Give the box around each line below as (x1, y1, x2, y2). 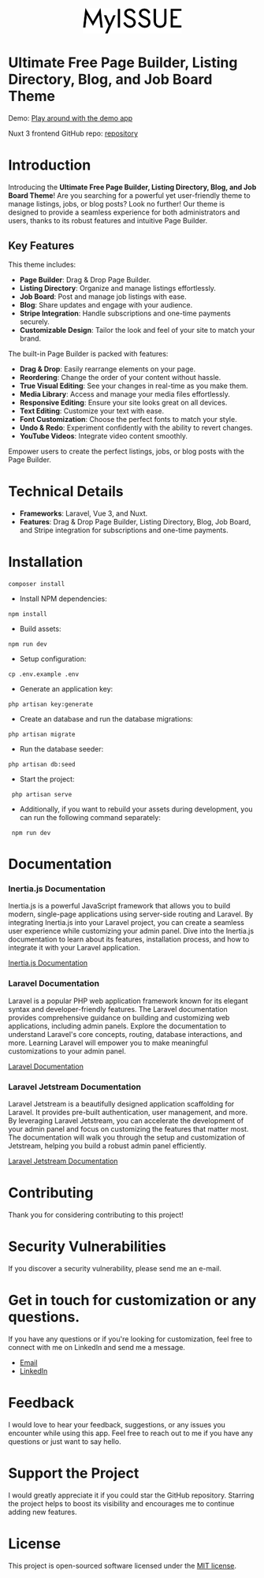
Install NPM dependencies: (19, 594, 108, 603)
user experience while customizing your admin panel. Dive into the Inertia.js (8, 927, 255, 936)
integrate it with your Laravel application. (8, 943, 140, 953)
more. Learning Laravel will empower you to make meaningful (8, 1038, 209, 1047)
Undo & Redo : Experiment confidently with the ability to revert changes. (19, 423, 253, 432)
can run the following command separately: (19, 812, 162, 822)
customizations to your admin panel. (8, 1046, 126, 1056)
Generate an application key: (19, 684, 113, 693)
